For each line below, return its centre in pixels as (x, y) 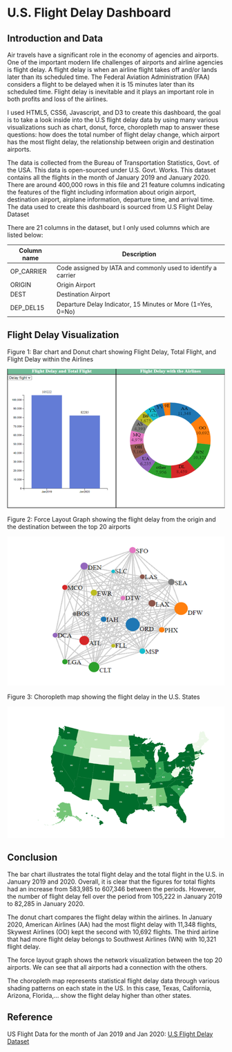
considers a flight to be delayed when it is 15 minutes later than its (101, 84)
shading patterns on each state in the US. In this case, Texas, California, (109, 988)
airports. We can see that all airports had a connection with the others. (107, 967)
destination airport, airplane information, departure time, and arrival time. (111, 199)
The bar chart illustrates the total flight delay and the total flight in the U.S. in (116, 874)
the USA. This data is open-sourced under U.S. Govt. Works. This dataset (112, 170)
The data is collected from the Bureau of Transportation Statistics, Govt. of (113, 163)
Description (139, 254)
